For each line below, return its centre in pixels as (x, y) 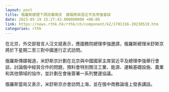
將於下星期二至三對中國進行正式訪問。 (45, 50)
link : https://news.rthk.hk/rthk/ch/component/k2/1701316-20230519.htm (82, 24)
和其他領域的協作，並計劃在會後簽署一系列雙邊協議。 (60, 73)
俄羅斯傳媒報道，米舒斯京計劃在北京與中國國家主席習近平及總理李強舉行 (80, 61)
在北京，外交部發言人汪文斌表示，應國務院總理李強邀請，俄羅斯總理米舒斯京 (84, 44)
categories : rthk (23, 29)
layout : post (19, 10)
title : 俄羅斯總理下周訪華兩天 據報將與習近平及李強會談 (58, 15)
